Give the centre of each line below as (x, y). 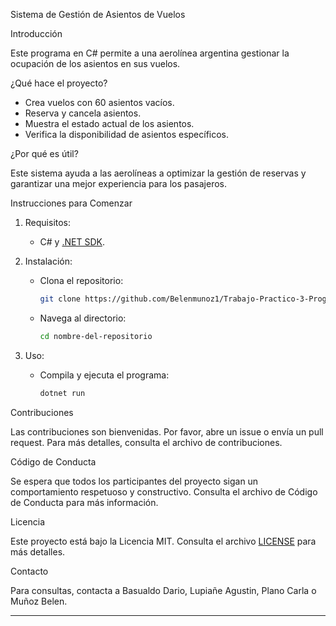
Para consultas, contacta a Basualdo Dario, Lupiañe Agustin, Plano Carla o (163, 590)
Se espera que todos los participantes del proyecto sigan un (134, 481)
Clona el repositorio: (81, 280)
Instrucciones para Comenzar (71, 203)
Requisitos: (48, 222)
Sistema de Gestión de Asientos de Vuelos (98, 14)
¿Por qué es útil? (44, 153)
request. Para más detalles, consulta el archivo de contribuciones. (146, 442)
